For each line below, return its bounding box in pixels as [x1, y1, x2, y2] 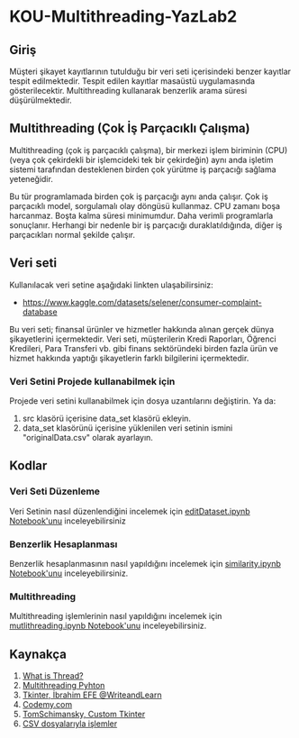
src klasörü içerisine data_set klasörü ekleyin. [22, 413, 192, 424]
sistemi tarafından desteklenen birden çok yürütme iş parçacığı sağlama [9, 164, 276, 175]
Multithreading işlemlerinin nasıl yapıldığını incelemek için [9, 611, 222, 622]
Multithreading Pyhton [22, 680, 105, 691]
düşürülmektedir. [9, 95, 72, 105]
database [22, 306, 58, 317]
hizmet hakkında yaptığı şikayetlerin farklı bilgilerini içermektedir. [9, 352, 249, 363]
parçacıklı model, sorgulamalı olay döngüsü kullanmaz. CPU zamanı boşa [9, 200, 281, 211]
